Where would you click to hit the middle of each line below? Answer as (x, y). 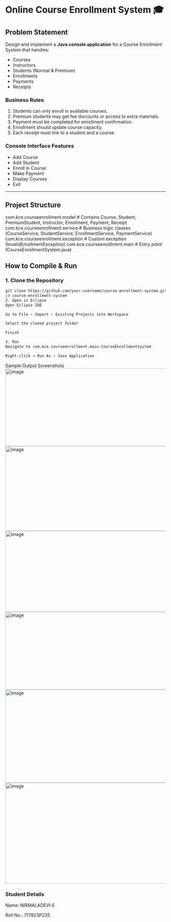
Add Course (25, 157)
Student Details (25, 894)
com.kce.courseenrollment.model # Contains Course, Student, (71, 217)
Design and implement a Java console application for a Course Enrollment (84, 44)
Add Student (26, 162)
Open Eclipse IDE (24, 305)
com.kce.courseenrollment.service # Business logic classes (68, 228)
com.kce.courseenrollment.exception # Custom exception (66, 239)
